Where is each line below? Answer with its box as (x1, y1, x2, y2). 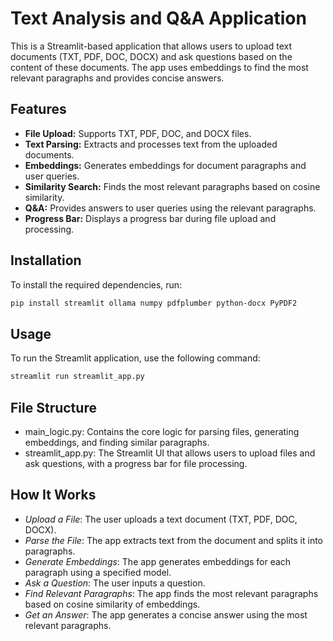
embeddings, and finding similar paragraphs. (24, 436, 210, 448)
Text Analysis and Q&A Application (10, 7, 307, 30)
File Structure (10, 399, 97, 416)
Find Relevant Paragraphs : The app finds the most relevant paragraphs (24, 587, 319, 599)
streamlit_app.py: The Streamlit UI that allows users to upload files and (24, 447, 316, 459)
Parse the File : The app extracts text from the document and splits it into (24, 534, 323, 546)
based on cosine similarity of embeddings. (24, 598, 201, 610)
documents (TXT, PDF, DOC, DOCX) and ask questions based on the (10, 50, 293, 62)
